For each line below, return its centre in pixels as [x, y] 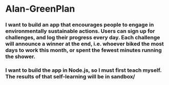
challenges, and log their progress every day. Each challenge [83, 38]
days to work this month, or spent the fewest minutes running [84, 50]
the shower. [20, 56]
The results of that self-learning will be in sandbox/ [70, 77]
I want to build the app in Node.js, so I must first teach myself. [83, 70]
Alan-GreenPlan [40, 9]
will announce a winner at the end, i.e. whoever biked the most [84, 44]
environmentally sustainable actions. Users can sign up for [80, 31]
